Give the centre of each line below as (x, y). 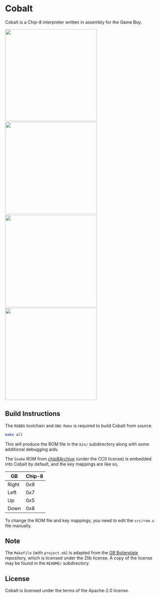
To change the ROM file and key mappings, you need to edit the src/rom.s (80, 520)
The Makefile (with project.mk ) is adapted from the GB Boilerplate (72, 553)
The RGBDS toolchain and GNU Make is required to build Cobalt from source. (79, 426)
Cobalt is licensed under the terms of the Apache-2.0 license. (67, 591)
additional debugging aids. (32, 449)
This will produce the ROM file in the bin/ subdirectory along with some (77, 444)
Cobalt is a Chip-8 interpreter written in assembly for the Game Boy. (74, 22)
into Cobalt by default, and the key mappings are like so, (62, 464)
